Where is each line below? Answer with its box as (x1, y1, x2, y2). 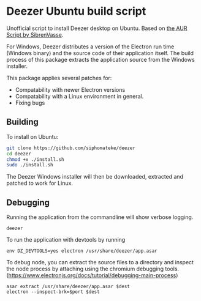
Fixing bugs (15, 99, 45, 106)
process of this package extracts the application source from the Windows (6, 56, 195, 63)
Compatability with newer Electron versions (15, 86, 126, 93)
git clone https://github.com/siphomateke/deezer (6, 145, 136, 151)
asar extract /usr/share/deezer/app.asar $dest (6, 283, 131, 290)
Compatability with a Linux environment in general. (15, 92, 144, 100)
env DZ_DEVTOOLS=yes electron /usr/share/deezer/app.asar (6, 248, 157, 255)
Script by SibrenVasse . (6, 31, 64, 38)
